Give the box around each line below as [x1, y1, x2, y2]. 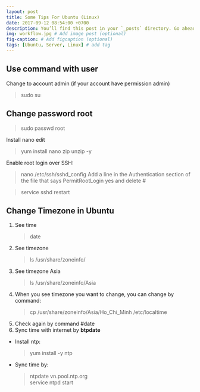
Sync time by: [14, 361, 49, 368]
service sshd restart [20, 188, 70, 195]
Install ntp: [14, 338, 40, 346]
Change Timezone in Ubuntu [6, 206, 114, 216]
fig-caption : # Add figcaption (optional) [6, 36, 113, 42]
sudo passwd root [20, 125, 65, 132]
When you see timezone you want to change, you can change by [14, 291, 174, 298]
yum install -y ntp [29, 350, 73, 357]
